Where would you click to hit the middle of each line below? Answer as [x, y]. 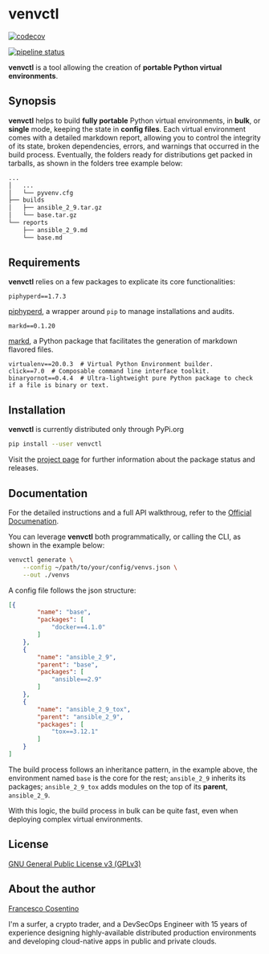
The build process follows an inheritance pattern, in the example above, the [133, 769]
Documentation [48, 493]
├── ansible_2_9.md [55, 230]
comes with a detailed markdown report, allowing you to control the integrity [134, 137]
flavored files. [31, 349]
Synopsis [32, 101]
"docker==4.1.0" [78, 627]
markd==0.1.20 [32, 326]
